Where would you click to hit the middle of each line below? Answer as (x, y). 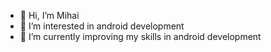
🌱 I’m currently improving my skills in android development (140, 36)
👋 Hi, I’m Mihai (49, 15)
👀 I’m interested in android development (102, 26)
